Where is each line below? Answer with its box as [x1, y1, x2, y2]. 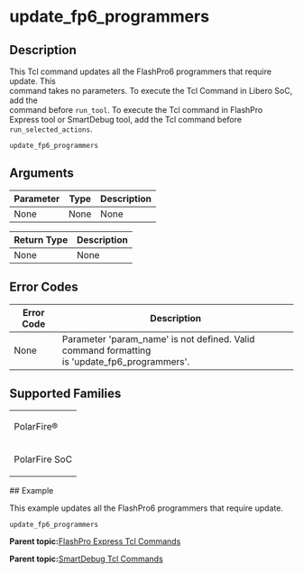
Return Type [14, 233, 69, 245]
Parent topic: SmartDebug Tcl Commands [9, 553, 164, 565]
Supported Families [9, 386, 122, 402]
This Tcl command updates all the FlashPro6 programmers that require [9, 66, 272, 77]
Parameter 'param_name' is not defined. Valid [61, 332, 255, 345]
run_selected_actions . [9, 124, 93, 134]
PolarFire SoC [14, 453, 73, 466]
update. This [9, 76, 56, 87]
